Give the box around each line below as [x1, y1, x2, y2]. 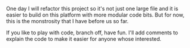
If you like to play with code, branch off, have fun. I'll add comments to [6, 29, 178, 36]
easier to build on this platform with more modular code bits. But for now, [6, 11, 185, 18]
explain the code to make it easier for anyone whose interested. [6, 36, 161, 42]
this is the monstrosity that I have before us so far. [6, 18, 129, 24]
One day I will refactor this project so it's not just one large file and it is [6, 5, 179, 12]
